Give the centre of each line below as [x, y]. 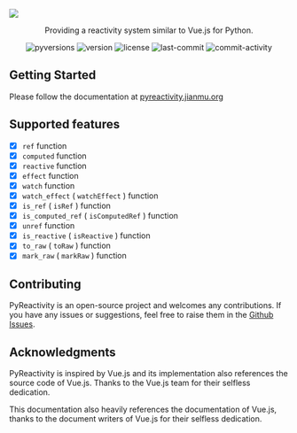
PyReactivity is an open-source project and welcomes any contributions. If [145, 305]
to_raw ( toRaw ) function [66, 246]
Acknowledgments [63, 352]
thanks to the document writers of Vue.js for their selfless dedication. [136, 419]
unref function [48, 226]
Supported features [65, 124]
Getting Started [53, 75]
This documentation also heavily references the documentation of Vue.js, [143, 409]
